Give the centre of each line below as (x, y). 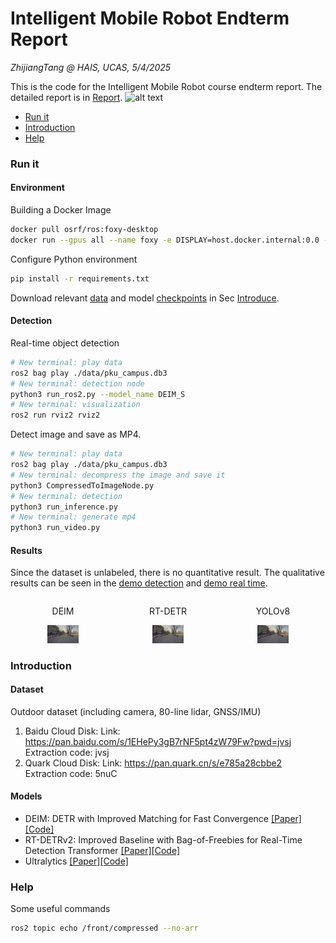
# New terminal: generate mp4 (73, 517)
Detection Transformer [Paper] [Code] (102, 851)
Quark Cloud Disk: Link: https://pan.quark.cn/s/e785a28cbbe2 (153, 763)
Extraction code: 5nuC (71, 773)
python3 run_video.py (55, 528)
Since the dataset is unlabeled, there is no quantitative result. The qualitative (167, 573)
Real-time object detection (65, 343)
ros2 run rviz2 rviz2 (55, 415)
